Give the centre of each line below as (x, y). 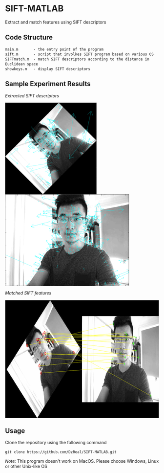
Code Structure (29, 37)
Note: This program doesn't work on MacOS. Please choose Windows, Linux (82, 461)
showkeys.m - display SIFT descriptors (48, 69)
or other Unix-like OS (26, 466)
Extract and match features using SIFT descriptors (56, 22)
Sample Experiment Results (48, 84)
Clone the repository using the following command (56, 443)
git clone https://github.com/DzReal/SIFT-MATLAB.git (61, 452)
